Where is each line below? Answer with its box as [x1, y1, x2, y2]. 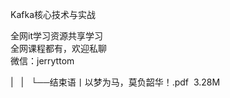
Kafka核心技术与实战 [10, 9, 96, 20]
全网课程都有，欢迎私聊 [10, 43, 107, 54]
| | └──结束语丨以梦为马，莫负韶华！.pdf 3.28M [10, 76, 221, 88]
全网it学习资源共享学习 [10, 30, 103, 42]
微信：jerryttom [10, 55, 75, 67]
